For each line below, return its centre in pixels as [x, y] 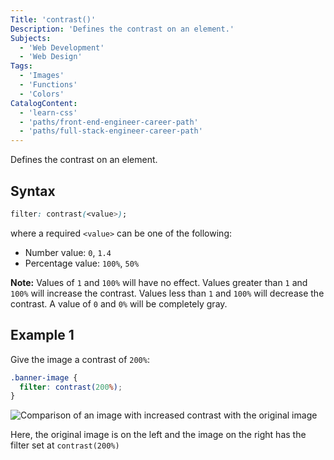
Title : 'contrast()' [53, 19]
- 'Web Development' [62, 47]
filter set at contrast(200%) [65, 445]
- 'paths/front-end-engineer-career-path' [109, 122]
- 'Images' [42, 76]
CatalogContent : [44, 103]
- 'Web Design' [51, 57]
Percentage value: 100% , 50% [82, 263]
